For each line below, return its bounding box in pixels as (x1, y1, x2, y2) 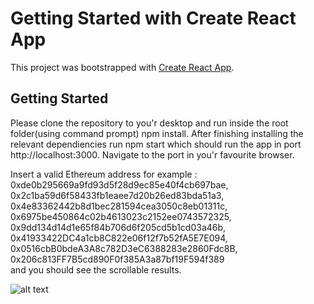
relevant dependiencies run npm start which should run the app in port (10, 138, 302, 150)
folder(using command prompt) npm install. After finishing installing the (10, 127, 304, 139)
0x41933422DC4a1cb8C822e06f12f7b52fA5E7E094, (10, 232, 228, 244)
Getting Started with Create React (10, 7, 297, 30)
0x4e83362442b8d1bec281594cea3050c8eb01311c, (10, 200, 228, 212)
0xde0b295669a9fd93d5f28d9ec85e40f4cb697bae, (10, 178, 229, 191)
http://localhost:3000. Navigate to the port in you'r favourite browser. (10, 148, 295, 161)
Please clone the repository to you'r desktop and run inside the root (10, 117, 289, 129)
